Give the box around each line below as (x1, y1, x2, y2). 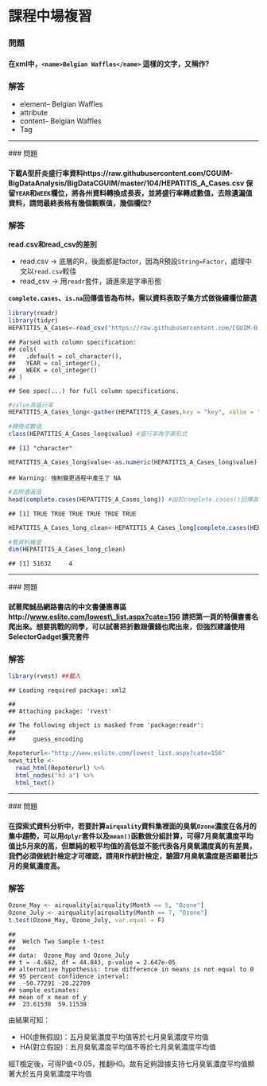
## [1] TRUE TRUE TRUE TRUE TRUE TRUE (8, 510, 137, 518)
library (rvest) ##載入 (8, 672, 81, 680)
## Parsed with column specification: (8, 338, 137, 346)
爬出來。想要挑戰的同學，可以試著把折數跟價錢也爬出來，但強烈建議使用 (8, 621, 245, 631)
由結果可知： (8, 1015, 50, 1025)
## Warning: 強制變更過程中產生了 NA (8, 474, 122, 482)
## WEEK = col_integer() (8, 366, 98, 374)
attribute (19, 108, 48, 117)
